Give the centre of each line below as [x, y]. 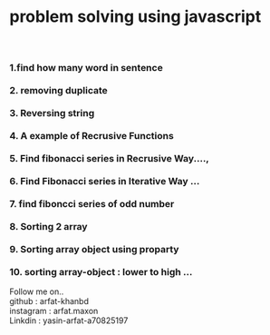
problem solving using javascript [135, 17]
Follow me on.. [37, 291]
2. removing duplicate [58, 91]
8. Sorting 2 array [48, 227]
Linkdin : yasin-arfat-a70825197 [69, 320]
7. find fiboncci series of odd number [92, 204]
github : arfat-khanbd [49, 301]
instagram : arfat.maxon [54, 311]
